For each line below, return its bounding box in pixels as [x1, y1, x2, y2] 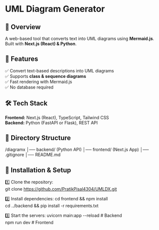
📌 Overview [5, 23, 41, 31]
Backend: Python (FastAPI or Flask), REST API [5, 120, 98, 125]
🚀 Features [5, 55, 38, 63]
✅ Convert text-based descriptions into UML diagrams [5, 68, 114, 73]
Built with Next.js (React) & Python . [5, 41, 77, 47]
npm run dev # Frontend [5, 220, 53, 226]
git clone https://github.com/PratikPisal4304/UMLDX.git [5, 186, 117, 192]
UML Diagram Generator [5, 3, 105, 15]
